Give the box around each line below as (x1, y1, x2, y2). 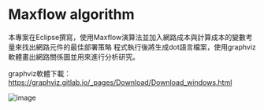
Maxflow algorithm (8, 5, 136, 24)
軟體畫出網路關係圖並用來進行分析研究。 (8, 52, 139, 61)
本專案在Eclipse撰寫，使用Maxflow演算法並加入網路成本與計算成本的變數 (8, 32, 246, 42)
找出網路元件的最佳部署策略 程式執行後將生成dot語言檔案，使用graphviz (21, 42, 256, 52)
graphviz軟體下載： (8, 68, 72, 78)
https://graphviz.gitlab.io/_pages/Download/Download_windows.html (8, 77, 232, 87)
